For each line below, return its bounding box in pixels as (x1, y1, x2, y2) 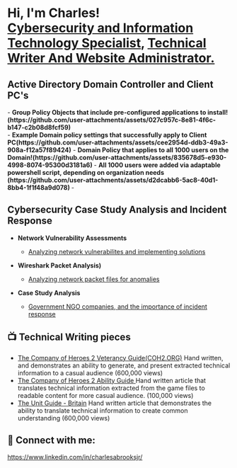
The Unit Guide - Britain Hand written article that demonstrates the (17, 399, 212, 407)
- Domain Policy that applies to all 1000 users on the (73, 146, 229, 154)
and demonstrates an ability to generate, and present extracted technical (17, 361, 231, 370)
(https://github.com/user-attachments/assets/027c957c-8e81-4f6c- (7, 115, 216, 124)
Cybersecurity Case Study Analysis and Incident (7, 204, 227, 216)
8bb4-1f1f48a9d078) (7, 183, 71, 192)
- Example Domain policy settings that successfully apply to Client (7, 131, 207, 139)
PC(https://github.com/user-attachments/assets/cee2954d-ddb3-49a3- (7, 138, 229, 147)
